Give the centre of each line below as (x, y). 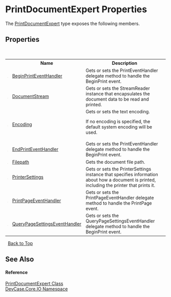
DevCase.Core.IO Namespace (37, 289)
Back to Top (20, 243)
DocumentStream (31, 96)
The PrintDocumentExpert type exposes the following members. (73, 23)
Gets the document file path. (116, 162)
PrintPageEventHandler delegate (120, 198)
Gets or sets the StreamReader (118, 88)
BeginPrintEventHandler (37, 76)
